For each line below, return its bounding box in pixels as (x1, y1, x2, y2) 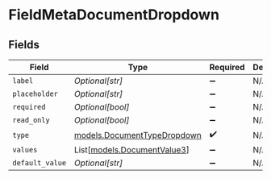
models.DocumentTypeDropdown (73, 129, 202, 140)
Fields (8, 38, 40, 52)
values (12, 145, 38, 154)
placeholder (12, 89, 59, 98)
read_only (12, 115, 50, 124)
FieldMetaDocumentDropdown (8, 6, 220, 24)
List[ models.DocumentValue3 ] (73, 144, 190, 155)
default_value (12, 159, 67, 167)
